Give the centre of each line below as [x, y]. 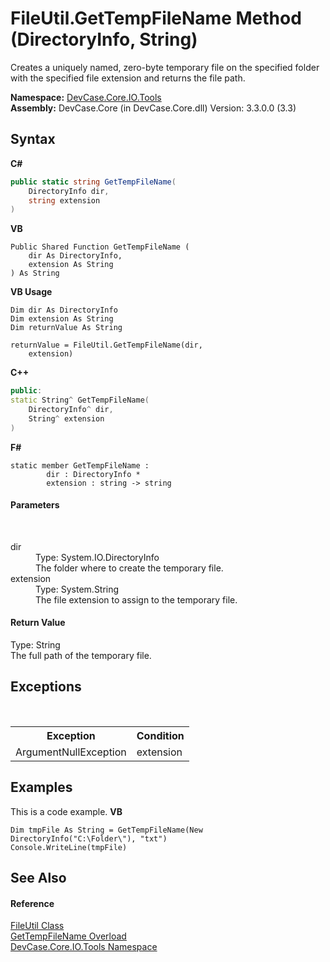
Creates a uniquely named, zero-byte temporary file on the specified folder [165, 67]
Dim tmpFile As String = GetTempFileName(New [106, 830]
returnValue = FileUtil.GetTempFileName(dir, [106, 345]
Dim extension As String [62, 319]
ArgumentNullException [71, 752]
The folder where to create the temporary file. [129, 568]
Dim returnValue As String [66, 328]
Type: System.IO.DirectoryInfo [97, 557]
